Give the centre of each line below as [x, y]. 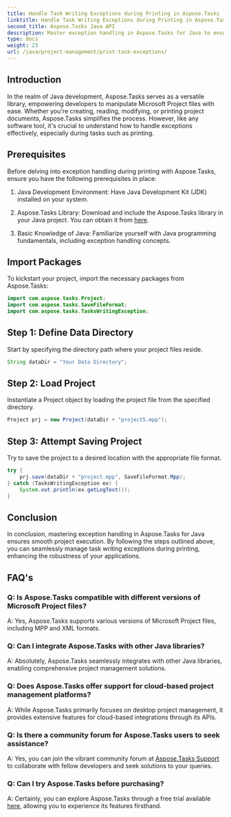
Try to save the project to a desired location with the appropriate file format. [114, 458]
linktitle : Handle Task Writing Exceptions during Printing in [100, 20]
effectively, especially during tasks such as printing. [81, 133]
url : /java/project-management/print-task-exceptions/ [87, 52]
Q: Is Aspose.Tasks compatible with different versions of [104, 597]
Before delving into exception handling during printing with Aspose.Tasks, [112, 171]
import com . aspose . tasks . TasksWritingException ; [78, 311]
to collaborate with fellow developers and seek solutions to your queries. [110, 765]
